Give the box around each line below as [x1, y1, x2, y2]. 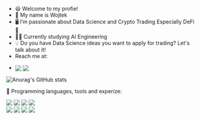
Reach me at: [14, 53, 48, 59]
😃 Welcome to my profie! [14, 5, 79, 12]
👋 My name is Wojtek [14, 11, 67, 19]
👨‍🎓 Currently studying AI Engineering [14, 33, 108, 40]
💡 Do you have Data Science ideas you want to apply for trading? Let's [14, 39, 190, 47]
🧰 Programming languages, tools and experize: [6, 88, 122, 95]
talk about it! [14, 46, 46, 53]
